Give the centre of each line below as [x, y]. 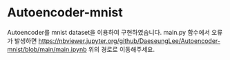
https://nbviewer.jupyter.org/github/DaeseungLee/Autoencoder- [130, 41]
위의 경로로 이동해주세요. [122, 49]
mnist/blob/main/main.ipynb [47, 49]
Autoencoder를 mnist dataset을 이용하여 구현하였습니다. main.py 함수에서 [109, 32]
